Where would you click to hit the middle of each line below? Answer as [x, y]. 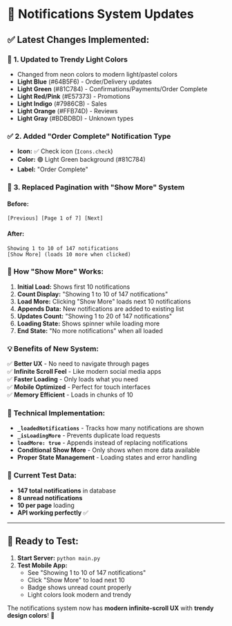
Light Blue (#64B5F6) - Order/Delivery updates [84, 82]
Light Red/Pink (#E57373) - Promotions [74, 96]
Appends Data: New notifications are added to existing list [100, 309]
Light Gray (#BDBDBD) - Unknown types [75, 118]
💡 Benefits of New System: [53, 348]
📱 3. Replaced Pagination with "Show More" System [96, 187]
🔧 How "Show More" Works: [56, 272]
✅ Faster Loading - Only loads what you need [72, 379]
